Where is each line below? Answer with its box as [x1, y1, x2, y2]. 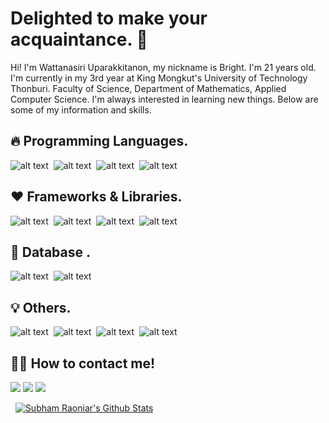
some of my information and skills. [10, 103, 152, 116]
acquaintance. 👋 [10, 28, 148, 51]
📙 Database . [10, 243, 91, 261]
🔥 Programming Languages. [10, 133, 189, 150]
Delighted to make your [10, 7, 208, 30]
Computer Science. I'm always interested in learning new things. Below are [10, 93, 319, 105]
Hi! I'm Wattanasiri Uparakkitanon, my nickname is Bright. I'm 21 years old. [10, 61, 317, 73]
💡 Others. [10, 299, 72, 316]
